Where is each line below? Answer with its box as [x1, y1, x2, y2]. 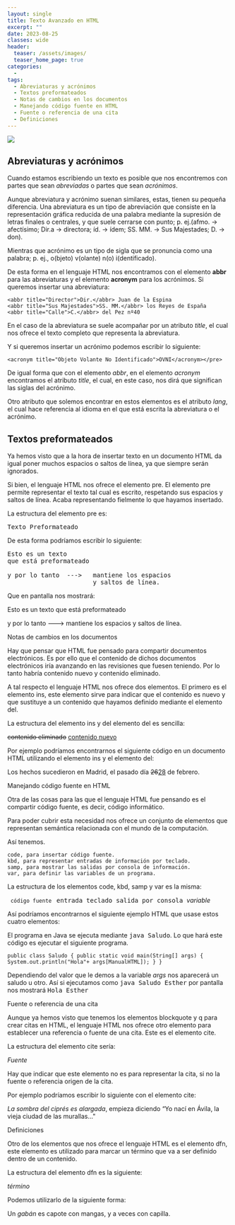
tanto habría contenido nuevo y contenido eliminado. [7, 669, 161, 678]
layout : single [7, 10, 52, 18]
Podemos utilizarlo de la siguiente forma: [7, 1196, 126, 1204]
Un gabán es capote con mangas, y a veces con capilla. [7, 1209, 171, 1218]
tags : [7, 76, 23, 84]
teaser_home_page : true [13, 57, 83, 64]
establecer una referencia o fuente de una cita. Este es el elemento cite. [7, 1028, 217, 1037]
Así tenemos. [7, 838, 46, 846]
